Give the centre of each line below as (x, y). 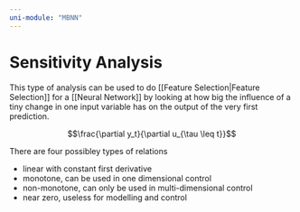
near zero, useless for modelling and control (105, 197)
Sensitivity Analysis (86, 62)
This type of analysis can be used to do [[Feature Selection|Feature (135, 88)
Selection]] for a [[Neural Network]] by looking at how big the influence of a (150, 97)
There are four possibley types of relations (89, 151)
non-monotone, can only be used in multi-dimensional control (137, 188)
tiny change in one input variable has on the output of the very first (134, 106)
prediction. (29, 116)
